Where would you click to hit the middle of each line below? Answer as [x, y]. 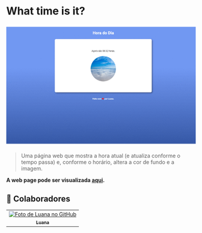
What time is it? [46, 11]
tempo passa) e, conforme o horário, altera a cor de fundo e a [97, 162]
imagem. [32, 168]
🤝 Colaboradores [38, 198]
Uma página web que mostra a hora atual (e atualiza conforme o [100, 156]
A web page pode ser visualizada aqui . [56, 180]
